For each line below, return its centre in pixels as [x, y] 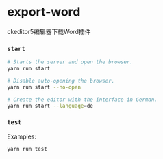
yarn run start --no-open [44, 87]
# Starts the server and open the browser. [70, 62]
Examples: [22, 136]
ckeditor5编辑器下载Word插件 [49, 31]
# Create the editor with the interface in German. [82, 100]
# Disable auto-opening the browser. [61, 81]
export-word [44, 12]
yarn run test [27, 149]
